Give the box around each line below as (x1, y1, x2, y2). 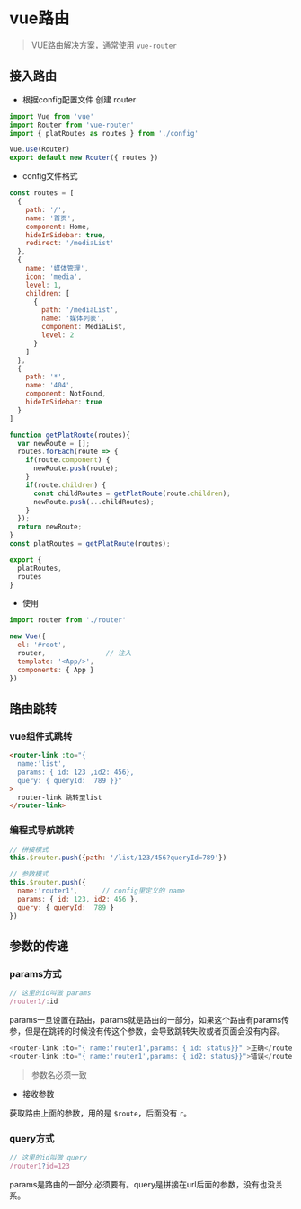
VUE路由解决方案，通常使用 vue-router (31, 40, 177, 50)
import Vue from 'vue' (9, 111, 94, 121)
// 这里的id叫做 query (9, 1153, 88, 1162)
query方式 (9, 1132, 55, 1144)
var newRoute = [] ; (17, 439, 91, 448)
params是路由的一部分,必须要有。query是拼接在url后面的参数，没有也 (9, 1178, 268, 1189)
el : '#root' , (17, 640, 66, 650)
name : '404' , (25, 381, 75, 390)
